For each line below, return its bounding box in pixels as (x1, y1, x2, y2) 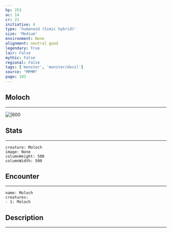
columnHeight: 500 (5, 154, 45, 159)
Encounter (5, 172, 39, 181)
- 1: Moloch (5, 199, 31, 205)
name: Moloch (5, 190, 33, 196)
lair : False (5, 50, 31, 55)
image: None (5, 149, 31, 154)
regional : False (5, 60, 40, 65)
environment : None (5, 36, 45, 41)
